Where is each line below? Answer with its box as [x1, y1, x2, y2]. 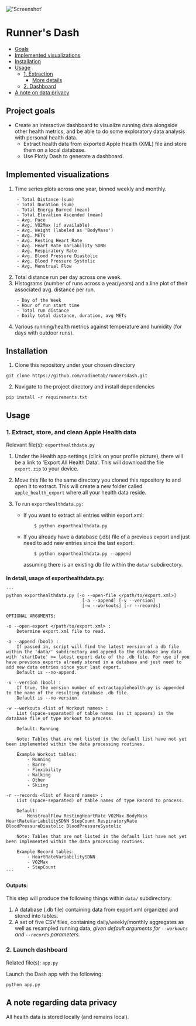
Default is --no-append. [16, 670, 77, 676]
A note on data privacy [14, 88, 70, 96]
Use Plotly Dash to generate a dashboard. [23, 152, 124, 159]
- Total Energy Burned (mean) [16, 207, 91, 213]
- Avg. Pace [16, 217, 46, 223]
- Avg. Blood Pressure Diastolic [16, 253, 98, 259]
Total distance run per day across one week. [14, 273, 122, 281]
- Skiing [27, 782, 49, 788]
